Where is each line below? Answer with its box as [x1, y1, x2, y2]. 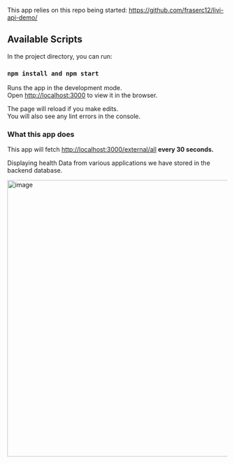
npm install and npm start [7, 69, 99, 78]
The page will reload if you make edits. [7, 105, 119, 113]
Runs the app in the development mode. [7, 84, 122, 92]
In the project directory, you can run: [7, 52, 112, 60]
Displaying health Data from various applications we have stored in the [7, 159, 211, 167]
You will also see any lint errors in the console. [7, 112, 141, 121]
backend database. [7, 166, 63, 175]
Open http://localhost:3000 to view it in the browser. [7, 91, 158, 100]
